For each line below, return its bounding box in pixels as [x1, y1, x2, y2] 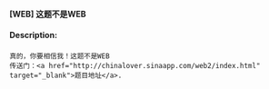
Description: [9, 30, 57, 41]
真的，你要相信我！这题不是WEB [9, 51, 111, 61]
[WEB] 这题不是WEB [9, 8, 86, 19]
